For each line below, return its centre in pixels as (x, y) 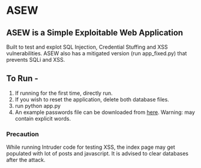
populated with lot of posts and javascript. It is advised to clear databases (97, 154)
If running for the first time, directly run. (64, 93)
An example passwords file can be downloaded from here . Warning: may (105, 112)
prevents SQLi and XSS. (36, 60)
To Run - (22, 79)
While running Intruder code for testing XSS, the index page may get (91, 147)
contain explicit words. (43, 118)
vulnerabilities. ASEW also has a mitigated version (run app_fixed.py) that (97, 53)
